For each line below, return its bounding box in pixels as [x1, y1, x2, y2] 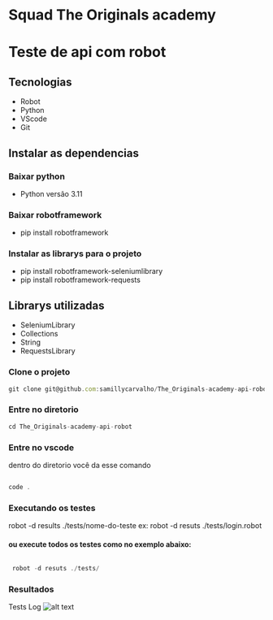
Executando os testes [8, 502, 96, 514]
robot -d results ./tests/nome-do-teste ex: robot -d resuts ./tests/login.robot [8, 521, 262, 531]
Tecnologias [8, 75, 72, 89]
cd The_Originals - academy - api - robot [8, 423, 132, 431]
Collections [19, 329, 58, 339]
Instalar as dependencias [8, 146, 140, 160]
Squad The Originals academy [8, 6, 217, 24]
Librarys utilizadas [8, 298, 105, 312]
